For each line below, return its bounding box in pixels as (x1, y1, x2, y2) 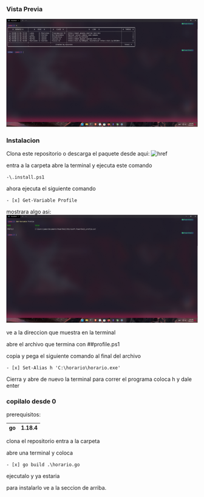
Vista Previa (6, 5, 43, 13)
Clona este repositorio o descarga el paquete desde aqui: (6, 150, 150, 157)
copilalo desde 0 (6, 397, 56, 405)
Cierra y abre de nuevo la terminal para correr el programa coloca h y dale (6, 375, 192, 383)
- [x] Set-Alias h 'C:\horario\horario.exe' (6, 365, 121, 371)
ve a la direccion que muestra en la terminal (6, 329, 116, 336)
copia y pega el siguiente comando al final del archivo (6, 352, 141, 360)
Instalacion (6, 136, 40, 145)
